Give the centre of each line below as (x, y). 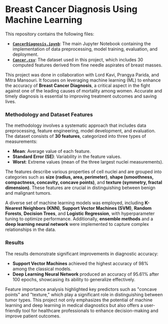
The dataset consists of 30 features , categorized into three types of (76, 136)
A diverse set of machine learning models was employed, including (74, 203)
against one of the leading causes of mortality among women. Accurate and (84, 91)
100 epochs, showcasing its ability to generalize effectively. (74, 279)
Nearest (14, 208)
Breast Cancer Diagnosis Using (71, 9)
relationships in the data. (31, 229)
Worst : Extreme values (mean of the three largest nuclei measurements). (88, 162)
